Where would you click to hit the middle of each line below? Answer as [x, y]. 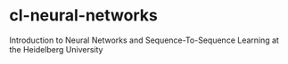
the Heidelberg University [56, 49]
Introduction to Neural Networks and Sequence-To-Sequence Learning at [144, 40]
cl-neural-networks [83, 16]
